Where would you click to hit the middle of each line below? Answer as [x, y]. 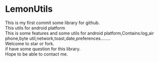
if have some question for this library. [43, 49]
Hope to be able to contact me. [36, 54]
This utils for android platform [35, 28]
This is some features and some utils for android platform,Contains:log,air [79, 33]
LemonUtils [29, 9]
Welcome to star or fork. [30, 43]
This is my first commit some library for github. [52, 23]
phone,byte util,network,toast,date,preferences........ [58, 38]
